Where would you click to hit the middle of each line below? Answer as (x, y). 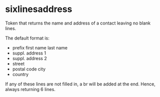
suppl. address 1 (29, 53)
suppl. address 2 (30, 58)
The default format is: (27, 38)
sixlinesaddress (39, 9)
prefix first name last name (40, 47)
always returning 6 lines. (30, 89)
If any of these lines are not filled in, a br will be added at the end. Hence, (80, 84)
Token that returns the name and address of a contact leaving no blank (78, 23)
